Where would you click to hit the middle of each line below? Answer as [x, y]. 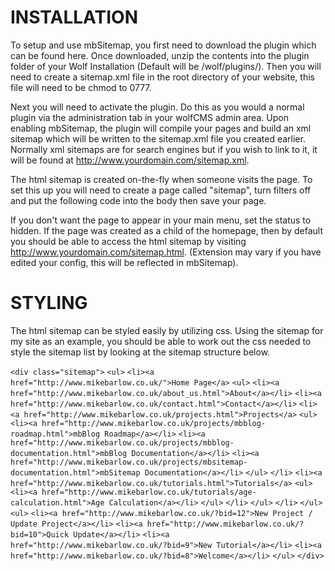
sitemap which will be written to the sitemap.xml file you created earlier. [158, 138]
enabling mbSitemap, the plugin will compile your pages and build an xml [161, 128]
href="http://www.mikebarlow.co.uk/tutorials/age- [149, 492]
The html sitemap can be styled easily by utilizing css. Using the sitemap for [167, 330]
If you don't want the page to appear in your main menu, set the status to [161, 220]
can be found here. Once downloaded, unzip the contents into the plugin [160, 55]
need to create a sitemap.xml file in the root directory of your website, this [162, 77]
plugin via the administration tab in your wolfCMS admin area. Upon [149, 117]
